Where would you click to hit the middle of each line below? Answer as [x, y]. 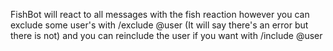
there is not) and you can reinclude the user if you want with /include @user [166, 35]
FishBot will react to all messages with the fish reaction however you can [160, 14]
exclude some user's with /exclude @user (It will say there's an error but [159, 25]
